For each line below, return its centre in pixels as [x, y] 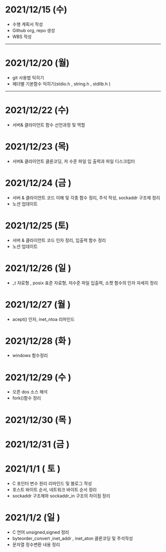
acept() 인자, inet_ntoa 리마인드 [43, 319]
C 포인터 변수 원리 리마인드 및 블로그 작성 [52, 483]
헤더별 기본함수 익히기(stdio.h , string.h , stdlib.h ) [61, 83]
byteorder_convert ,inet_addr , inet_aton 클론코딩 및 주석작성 [73, 538]
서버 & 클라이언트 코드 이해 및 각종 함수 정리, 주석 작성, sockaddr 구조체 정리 [86, 197]
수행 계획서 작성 [27, 24]
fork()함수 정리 [26, 398]
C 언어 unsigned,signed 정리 [41, 532]
